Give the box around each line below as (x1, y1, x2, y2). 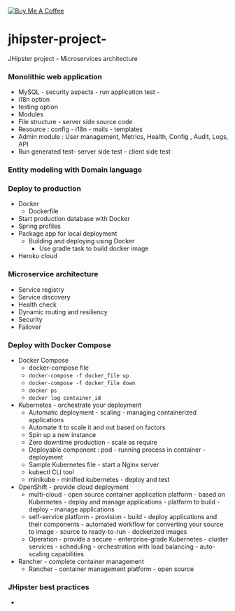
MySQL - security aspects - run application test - (17, 88, 160, 96)
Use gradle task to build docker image (38, 244, 149, 253)
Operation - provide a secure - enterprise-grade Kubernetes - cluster (28, 535, 229, 544)
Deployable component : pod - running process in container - (28, 445, 206, 454)
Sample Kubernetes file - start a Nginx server (28, 460, 159, 469)
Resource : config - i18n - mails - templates (17, 125, 143, 133)
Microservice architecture (8, 269, 99, 279)
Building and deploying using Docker (28, 237, 135, 246)
